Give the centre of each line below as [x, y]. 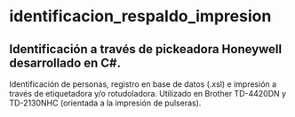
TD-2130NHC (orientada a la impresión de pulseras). [105, 103]
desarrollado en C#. [65, 62]
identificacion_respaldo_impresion [140, 16]
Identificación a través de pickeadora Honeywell [146, 49]
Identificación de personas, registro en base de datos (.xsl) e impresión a [143, 84]
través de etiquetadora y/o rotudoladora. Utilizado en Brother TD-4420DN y [148, 94]
